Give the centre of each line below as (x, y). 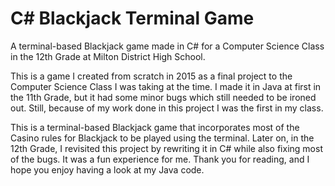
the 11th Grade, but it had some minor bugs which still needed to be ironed (163, 97)
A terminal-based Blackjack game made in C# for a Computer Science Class (167, 46)
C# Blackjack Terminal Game (132, 18)
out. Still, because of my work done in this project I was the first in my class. (167, 108)
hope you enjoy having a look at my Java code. (107, 169)
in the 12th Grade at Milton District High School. (108, 56)
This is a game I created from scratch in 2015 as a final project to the (151, 76)
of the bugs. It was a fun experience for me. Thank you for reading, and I (160, 159)
